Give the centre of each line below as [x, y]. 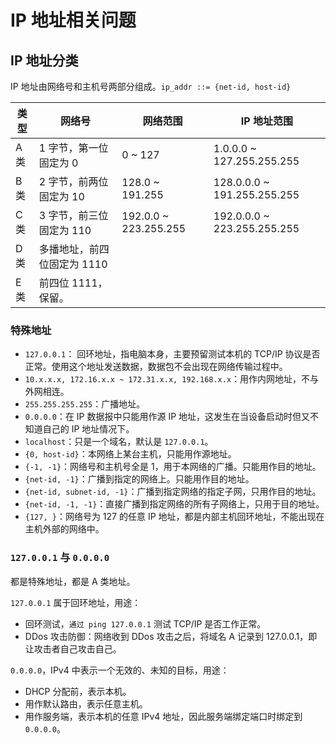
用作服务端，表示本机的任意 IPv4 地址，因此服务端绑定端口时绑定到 [163, 716]
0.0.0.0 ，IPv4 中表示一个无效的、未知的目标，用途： [120, 670]
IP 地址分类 [44, 60]
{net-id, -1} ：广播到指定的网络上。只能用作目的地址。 [139, 479]
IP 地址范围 [266, 121]
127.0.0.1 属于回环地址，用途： [76, 602]
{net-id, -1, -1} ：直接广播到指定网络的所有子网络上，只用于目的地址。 [174, 504]
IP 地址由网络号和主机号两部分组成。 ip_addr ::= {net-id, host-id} [151, 86]
